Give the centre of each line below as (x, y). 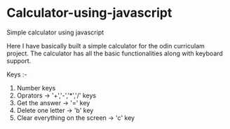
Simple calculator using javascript (55, 32)
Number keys (36, 88)
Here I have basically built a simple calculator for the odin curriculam (106, 46)
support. (19, 60)
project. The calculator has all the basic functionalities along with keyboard (115, 53)
